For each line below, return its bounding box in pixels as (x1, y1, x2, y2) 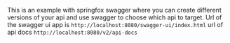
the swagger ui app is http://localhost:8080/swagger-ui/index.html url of (7, 21, 223, 28)
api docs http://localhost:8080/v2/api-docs (7, 28, 138, 36)
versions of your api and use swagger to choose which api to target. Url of (7, 13, 222, 21)
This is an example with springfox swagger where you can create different (7, 6, 222, 14)
